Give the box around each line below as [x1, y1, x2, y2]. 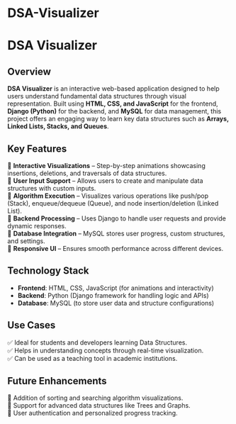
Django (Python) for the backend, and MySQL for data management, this [7, 107, 222, 116]
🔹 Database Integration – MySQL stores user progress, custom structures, [7, 229, 225, 238]
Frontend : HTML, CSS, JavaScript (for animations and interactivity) [17, 284, 214, 292]
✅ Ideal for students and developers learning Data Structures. [7, 338, 188, 347]
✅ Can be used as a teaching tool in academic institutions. [7, 354, 178, 362]
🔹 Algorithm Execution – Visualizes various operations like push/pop [7, 191, 209, 200]
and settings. [7, 237, 46, 245]
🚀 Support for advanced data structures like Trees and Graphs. [7, 401, 191, 410]
